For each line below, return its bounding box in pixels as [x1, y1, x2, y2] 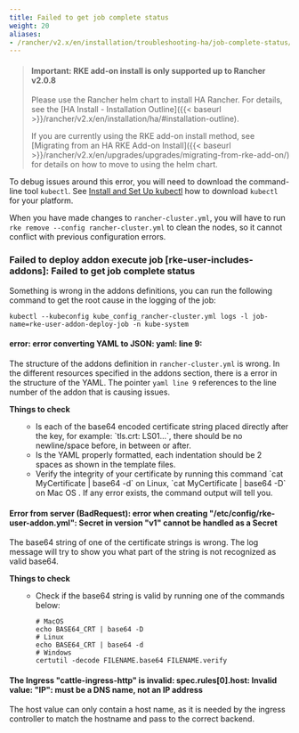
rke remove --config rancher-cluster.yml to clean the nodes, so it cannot [9, 222, 283, 232]
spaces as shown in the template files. [35, 459, 176, 469]
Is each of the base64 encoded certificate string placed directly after [35, 420, 289, 432]
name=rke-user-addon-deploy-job [9, 320, 129, 329]
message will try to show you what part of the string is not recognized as [9, 547, 277, 558]
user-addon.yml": [9, 517, 77, 528]
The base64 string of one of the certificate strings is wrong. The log [9, 537, 259, 548]
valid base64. [9, 556, 60, 566]
